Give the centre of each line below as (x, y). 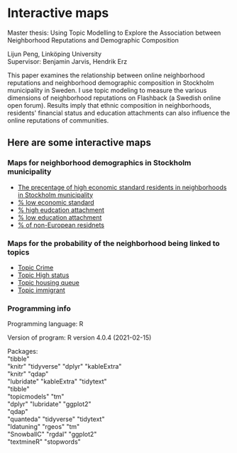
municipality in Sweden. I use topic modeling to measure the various (107, 90)
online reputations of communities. (58, 120)
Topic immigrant (41, 290)
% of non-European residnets (61, 225)
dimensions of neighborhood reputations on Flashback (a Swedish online (114, 98)
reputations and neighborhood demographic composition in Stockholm (111, 82)
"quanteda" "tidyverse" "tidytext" (56, 419)
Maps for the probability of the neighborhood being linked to (114, 243)
